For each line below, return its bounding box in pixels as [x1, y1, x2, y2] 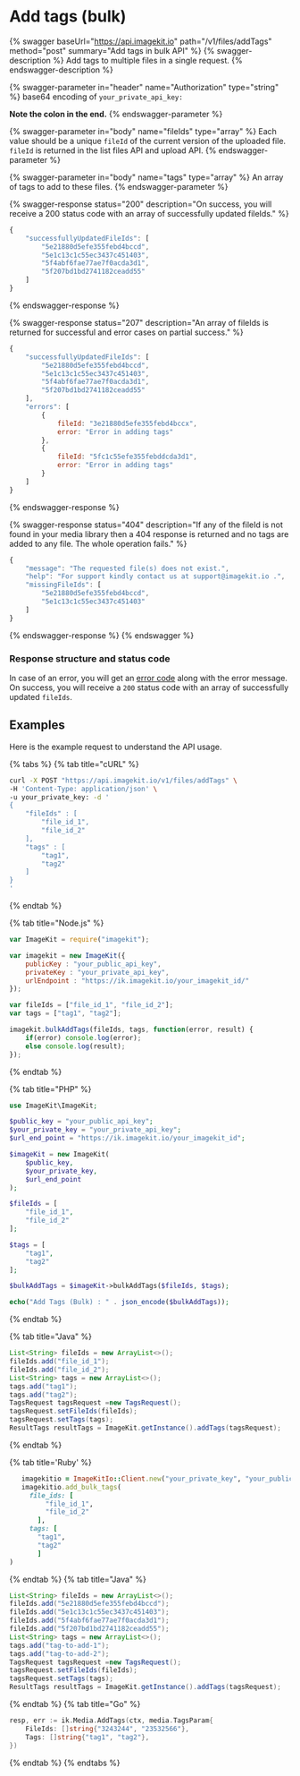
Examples [9, 718, 65, 733]
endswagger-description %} [9, 64, 113, 75]
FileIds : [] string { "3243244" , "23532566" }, [25, 1724, 190, 1733]
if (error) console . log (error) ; [25, 1033, 142, 1042]
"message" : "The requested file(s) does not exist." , [25, 564, 229, 573]
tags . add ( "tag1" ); [9, 1381, 78, 1391]
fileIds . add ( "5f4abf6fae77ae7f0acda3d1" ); [9, 1616, 170, 1626]
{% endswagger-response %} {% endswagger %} [9, 629, 195, 641]
